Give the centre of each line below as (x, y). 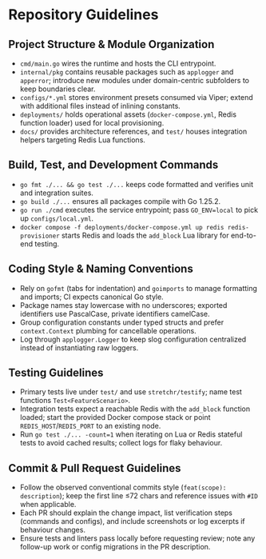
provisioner (40, 236)
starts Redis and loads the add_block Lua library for (145, 235)
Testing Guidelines (56, 373)
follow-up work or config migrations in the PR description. (115, 547)
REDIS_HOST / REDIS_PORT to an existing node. (90, 426)
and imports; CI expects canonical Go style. (91, 297)
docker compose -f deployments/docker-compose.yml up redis (122, 227)
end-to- (244, 235)
